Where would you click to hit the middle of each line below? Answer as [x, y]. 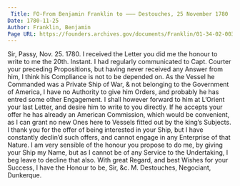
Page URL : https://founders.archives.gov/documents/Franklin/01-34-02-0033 [122, 34]
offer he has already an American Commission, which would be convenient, [119, 115]
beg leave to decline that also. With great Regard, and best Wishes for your [118, 160]
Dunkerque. [25, 175]
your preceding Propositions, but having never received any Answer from [115, 69]
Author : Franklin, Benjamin [49, 27]
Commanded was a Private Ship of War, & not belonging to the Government [118, 84]
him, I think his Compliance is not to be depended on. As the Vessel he [111, 77]
